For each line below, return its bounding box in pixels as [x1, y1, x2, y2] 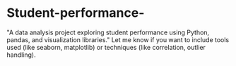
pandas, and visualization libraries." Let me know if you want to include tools [6, 35, 230, 44]
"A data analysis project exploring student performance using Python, [6, 28, 210, 37]
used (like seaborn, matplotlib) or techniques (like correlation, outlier [6, 43, 206, 51]
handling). [6, 51, 36, 59]
